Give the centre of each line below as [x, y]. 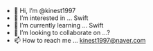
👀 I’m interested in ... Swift [51, 18]
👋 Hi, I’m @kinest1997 [45, 11]
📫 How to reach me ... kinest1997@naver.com [80, 40]
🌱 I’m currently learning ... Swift [58, 25]
